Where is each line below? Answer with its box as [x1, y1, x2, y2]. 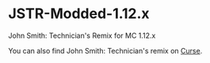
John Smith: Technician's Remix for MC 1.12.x [8, 31, 156, 40]
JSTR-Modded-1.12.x [8, 5, 150, 23]
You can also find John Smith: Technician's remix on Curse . [8, 46, 203, 55]
